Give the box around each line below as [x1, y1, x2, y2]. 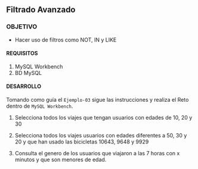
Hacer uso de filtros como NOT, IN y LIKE [14, 36, 117, 43]
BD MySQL [14, 69, 42, 76]
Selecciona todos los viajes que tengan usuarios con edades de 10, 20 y [14, 114, 193, 121]
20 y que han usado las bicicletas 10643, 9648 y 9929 [14, 138, 149, 145]
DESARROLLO [6, 83, 42, 90]
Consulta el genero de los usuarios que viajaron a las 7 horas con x [14, 150, 180, 157]
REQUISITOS [6, 50, 38, 57]
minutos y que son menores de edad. [14, 156, 107, 163]
